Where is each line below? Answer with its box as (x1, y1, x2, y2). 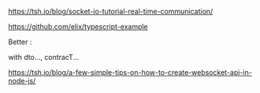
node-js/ (8, 76, 36, 85)
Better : (8, 37, 32, 46)
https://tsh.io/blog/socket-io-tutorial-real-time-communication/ (8, 7, 214, 16)
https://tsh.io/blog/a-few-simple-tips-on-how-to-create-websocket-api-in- (8, 68, 252, 77)
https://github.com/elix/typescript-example (8, 22, 148, 31)
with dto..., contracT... (8, 53, 80, 61)
